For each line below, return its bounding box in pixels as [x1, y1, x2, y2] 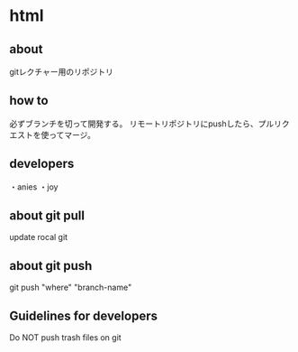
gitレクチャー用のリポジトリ [9, 67, 114, 77]
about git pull [9, 208, 86, 224]
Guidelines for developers [9, 308, 158, 323]
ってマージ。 [48, 129, 96, 140]
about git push [9, 258, 93, 273]
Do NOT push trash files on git [9, 332, 122, 343]
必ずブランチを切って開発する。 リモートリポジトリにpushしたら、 [9, 118, 258, 129]
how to [9, 93, 49, 108]
